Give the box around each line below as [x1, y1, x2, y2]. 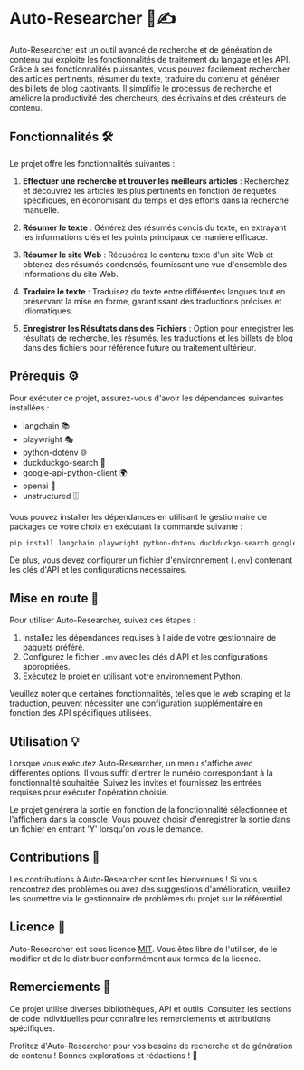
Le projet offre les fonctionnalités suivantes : [9, 158, 176, 169]
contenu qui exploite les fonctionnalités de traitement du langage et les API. [9, 53, 291, 64]
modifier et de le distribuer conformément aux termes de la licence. [9, 953, 261, 964]
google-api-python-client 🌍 [22, 467, 128, 477]
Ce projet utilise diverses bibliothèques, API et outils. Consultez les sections [9, 1003, 292, 1014]
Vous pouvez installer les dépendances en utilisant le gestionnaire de [9, 511, 268, 522]
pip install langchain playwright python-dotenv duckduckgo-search [9, 538, 270, 547]
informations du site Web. [22, 268, 119, 279]
